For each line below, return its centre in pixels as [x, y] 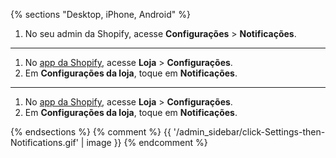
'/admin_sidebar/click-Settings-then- [249, 132]
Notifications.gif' [44, 142]
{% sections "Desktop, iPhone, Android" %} [100, 14]
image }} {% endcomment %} [147, 142]
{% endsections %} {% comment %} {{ [91, 132]
